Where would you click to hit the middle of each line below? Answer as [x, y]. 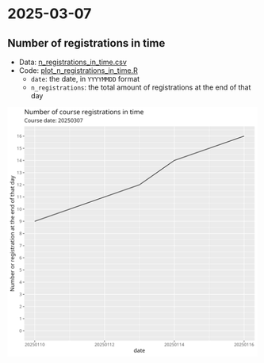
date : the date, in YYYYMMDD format [85, 79]
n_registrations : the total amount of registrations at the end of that [141, 87]
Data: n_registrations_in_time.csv [73, 62]
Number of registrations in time [86, 43]
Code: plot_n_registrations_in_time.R [78, 71]
